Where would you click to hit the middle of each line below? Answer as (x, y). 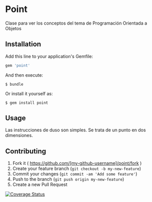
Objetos (13, 28)
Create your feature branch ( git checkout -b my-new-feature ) (77, 168)
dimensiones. (19, 135)
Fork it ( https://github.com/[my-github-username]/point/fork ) (77, 163)
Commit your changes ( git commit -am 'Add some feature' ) (75, 174)
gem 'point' (18, 65)
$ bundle (14, 84)
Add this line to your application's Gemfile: (49, 56)
